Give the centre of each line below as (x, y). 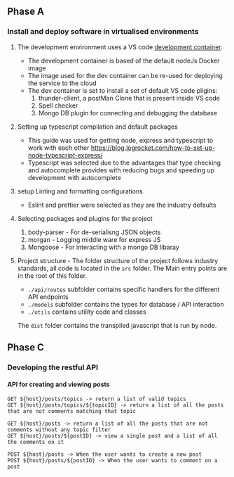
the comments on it (36, 443)
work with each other (58, 148)
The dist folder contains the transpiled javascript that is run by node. (117, 325)
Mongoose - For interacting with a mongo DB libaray (104, 247)
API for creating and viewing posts (58, 384)
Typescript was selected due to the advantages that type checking (124, 163)
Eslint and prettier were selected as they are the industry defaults (122, 205)
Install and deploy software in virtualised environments (103, 32)
